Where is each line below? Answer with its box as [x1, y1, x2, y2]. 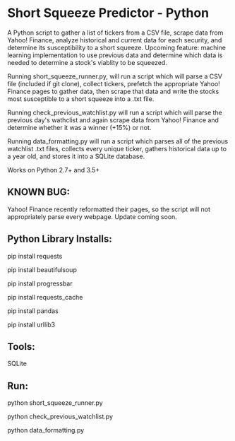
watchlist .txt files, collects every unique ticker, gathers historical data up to [7, 144, 227, 153]
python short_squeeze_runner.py [7, 399, 104, 407]
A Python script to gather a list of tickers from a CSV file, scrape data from [7, 28, 224, 37]
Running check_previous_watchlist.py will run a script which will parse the [7, 108, 222, 117]
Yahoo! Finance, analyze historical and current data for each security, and [7, 35, 222, 44]
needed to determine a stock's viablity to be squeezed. [7, 58, 167, 66]
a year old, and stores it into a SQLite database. [7, 152, 145, 160]
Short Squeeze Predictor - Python [7, 5, 210, 21]
